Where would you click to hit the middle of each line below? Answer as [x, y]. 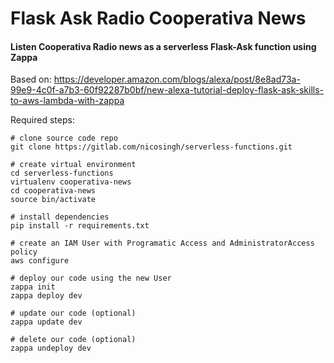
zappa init [33, 287]
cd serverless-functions [62, 173]
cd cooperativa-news [53, 191]
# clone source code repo [64, 138]
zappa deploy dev [46, 296]
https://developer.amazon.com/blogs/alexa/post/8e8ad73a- [177, 79]
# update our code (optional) [73, 313]
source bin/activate [53, 200]
